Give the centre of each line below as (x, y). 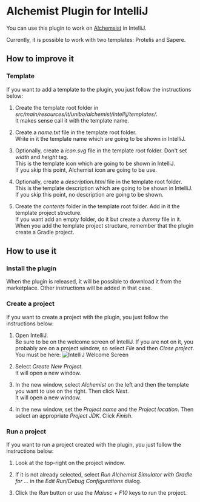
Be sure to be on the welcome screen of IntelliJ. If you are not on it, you (104, 342)
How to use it (32, 251)
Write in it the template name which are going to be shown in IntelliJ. (100, 138)
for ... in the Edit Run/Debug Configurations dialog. (78, 481)
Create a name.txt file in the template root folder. (76, 132)
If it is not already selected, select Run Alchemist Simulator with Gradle (104, 474)
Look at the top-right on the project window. (70, 463)
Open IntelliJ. (32, 335)
